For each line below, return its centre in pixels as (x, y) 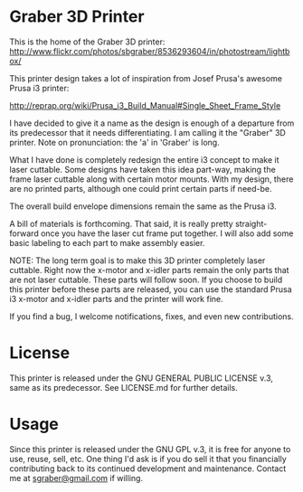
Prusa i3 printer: (39, 88)
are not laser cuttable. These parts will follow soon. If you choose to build (146, 279)
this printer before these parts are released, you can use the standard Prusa (151, 289)
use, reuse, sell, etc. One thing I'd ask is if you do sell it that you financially (148, 459)
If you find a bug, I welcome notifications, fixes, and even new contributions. (151, 316)
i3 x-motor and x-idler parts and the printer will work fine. (116, 298)
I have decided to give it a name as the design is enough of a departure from (152, 123)
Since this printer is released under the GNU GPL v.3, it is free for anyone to (150, 449)
